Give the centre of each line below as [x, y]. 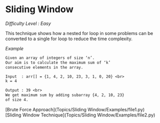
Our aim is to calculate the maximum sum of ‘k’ [58, 63]
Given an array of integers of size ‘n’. [50, 58]
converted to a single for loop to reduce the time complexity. [69, 39]
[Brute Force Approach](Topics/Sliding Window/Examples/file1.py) [75, 109]
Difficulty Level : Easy [28, 23]
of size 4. [17, 100]
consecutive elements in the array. [44, 67]
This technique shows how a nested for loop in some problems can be [79, 33]
